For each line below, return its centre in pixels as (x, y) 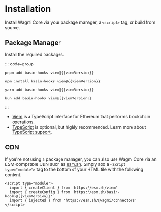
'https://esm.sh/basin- (96, 192)
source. (13, 27)
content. (13, 174)
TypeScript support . (32, 132)
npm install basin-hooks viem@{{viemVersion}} (53, 81)
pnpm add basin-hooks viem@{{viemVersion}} (50, 73)
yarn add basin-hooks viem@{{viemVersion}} (50, 90)
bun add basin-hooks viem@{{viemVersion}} (48, 98)
